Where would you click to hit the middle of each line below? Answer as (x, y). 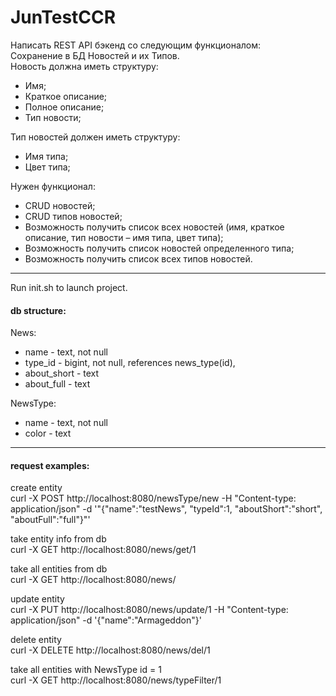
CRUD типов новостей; (73, 216)
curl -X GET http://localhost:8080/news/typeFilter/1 (116, 680)
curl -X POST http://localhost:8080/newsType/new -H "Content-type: (153, 498)
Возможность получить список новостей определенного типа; (159, 248)
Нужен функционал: (53, 186)
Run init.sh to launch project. (69, 287)
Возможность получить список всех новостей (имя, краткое (154, 227)
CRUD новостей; (60, 205)
